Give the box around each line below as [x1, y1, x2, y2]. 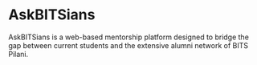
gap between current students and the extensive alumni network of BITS [8, 40, 249, 50]
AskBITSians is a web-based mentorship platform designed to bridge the [8, 32, 249, 42]
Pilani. [8, 49, 29, 59]
